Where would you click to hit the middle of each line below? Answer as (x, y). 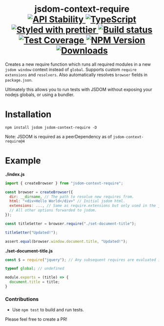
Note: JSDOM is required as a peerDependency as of (59, 136)
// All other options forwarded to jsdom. (53, 210)
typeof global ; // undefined (35, 269)
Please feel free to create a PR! (36, 319)
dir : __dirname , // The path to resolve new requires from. (72, 197)
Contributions (22, 299)
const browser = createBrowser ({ (39, 192)
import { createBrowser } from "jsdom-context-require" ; (64, 183)
